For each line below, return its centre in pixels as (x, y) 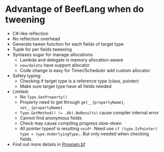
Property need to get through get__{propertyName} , (72, 102)
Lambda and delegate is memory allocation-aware (72, 60)
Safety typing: (27, 76)
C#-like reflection (30, 33)
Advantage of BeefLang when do (75, 9)
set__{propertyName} (41, 108)
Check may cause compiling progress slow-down (71, 123)
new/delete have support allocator (55, 65)
